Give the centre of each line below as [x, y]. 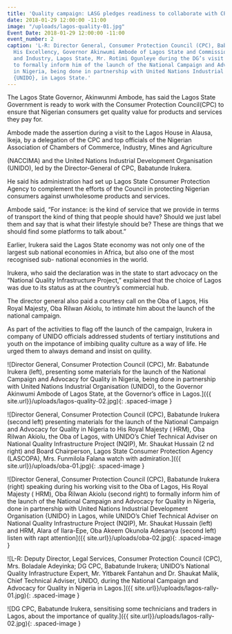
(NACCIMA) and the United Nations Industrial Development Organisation [110, 161]
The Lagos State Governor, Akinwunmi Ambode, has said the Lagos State [112, 97]
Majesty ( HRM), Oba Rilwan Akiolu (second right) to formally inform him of [114, 494]
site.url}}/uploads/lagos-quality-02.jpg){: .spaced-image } [90, 401]
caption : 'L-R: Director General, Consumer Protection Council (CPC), [111, 46]
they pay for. [25, 119]
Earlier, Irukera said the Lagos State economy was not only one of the [106, 245]
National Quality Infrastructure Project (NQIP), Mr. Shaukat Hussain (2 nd [110, 444]
